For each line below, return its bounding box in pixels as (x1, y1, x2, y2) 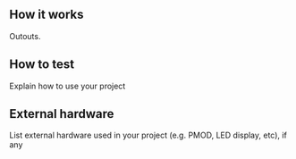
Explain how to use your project (9, 80, 126, 91)
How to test (9, 57, 74, 72)
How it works (9, 7, 84, 22)
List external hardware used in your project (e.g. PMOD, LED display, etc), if (9, 130, 288, 141)
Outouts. (9, 30, 41, 41)
